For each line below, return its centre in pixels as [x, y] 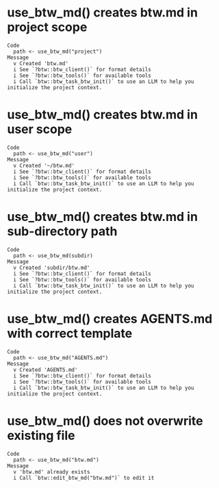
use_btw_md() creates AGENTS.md [110, 319]
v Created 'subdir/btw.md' [52, 268]
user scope [40, 129]
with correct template [70, 334]
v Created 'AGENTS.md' [46, 370]
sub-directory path [62, 232]
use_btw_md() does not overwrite [105, 421]
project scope [47, 27]
